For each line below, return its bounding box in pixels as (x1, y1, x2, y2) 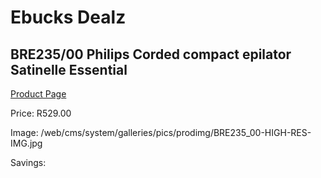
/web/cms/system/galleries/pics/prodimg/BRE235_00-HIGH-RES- (40, 127, 312, 138)
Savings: (10, 157, 47, 168)
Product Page (10, 88, 67, 100)
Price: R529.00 (10, 107, 72, 119)
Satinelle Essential (10, 61, 128, 78)
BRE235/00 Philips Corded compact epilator (10, 46, 292, 63)
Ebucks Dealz (10, 6, 127, 29)
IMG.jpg (10, 137, 43, 149)
